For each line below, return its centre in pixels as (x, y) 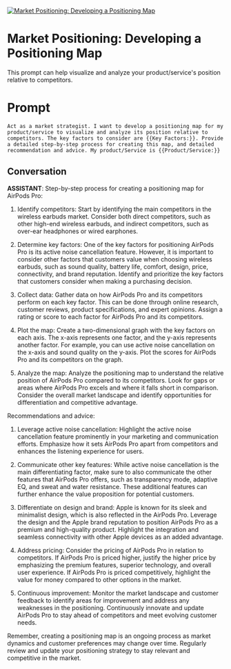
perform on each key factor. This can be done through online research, (118, 302)
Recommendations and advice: (51, 416)
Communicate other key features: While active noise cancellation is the (118, 464)
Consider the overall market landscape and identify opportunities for (114, 395)
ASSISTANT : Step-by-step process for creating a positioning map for (106, 188)
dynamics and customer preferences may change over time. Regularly (107, 643)
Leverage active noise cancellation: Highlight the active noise (104, 429)
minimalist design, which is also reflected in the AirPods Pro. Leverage (117, 515)
